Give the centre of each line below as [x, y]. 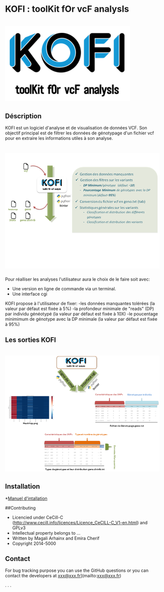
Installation [23, 487]
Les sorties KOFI [31, 340]
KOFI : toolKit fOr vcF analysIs [67, 9]
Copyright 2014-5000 [34, 543]
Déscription [23, 116]
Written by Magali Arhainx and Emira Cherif [56, 538]
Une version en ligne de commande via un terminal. [64, 289]
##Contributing [20, 508]
